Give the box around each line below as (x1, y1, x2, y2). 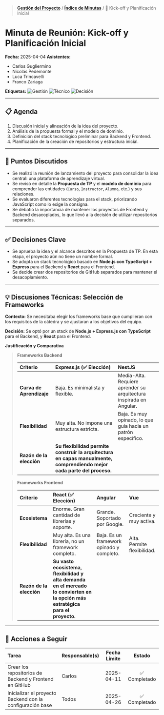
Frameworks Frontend (17, 480, 63, 486)
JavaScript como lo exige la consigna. (12, 201, 89, 207)
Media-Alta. (118, 372, 146, 379)
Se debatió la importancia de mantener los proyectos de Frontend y (12, 206, 148, 212)
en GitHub (7, 682, 31, 688)
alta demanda (53, 576, 85, 583)
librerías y (53, 518, 76, 525)
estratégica (53, 601, 81, 608)
